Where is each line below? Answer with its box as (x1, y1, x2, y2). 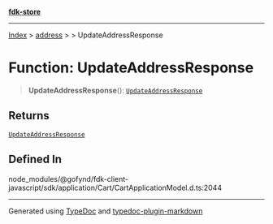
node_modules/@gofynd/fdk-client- (8, 174, 128, 183)
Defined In (8, 153, 63, 166)
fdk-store (8, 7, 41, 16)
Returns (8, 109, 50, 123)
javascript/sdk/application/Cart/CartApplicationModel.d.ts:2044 (8, 183, 222, 192)
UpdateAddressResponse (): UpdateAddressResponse (28, 85, 203, 95)
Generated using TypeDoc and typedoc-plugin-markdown (8, 206, 203, 216)
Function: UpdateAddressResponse (8, 58, 254, 77)
